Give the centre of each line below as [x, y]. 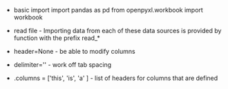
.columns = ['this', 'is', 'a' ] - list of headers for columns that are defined [116, 78]
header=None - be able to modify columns [75, 51]
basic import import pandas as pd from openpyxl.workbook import [108, 10]
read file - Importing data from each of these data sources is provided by [117, 31]
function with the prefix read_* [57, 38]
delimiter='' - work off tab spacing [63, 65]
